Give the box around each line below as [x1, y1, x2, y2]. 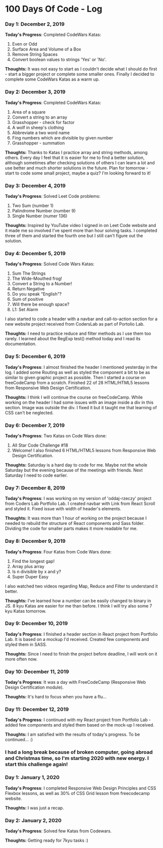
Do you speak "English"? [12, 291, 62, 297]
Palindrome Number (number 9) [12, 208, 76, 214]
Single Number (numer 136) [12, 213, 67, 219]
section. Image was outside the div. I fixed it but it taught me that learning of [5, 404, 157, 410]
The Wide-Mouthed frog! [12, 276, 62, 281]
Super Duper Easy [12, 573, 49, 579]
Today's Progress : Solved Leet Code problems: [5, 193, 100, 199]
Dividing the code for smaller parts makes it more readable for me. [5, 526, 138, 532]
